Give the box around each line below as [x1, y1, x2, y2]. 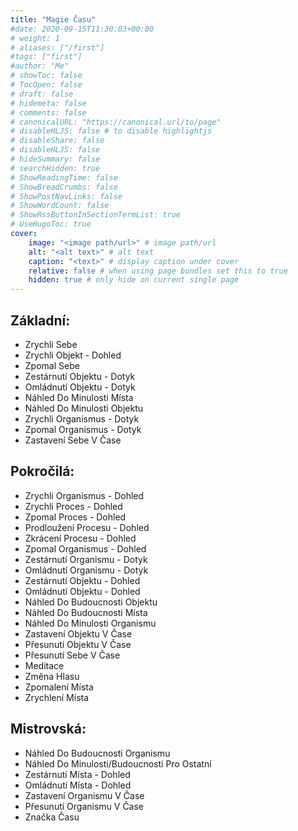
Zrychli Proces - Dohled [24, 500, 123, 512]
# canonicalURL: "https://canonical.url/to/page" [10, 117, 222, 127]
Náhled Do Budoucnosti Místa [24, 606, 148, 618]
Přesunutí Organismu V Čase [24, 800, 145, 812]
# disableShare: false [10, 136, 105, 146]
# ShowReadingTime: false [10, 172, 118, 183]
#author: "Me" [10, 61, 70, 71]
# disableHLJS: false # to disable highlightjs [10, 126, 213, 136]
